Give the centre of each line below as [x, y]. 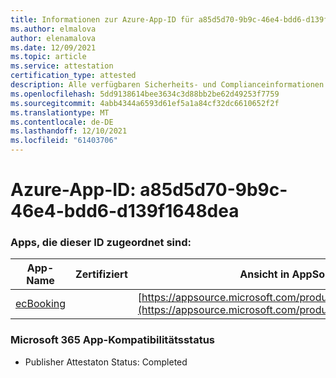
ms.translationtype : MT [60, 112]
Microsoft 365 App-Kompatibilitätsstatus [113, 340]
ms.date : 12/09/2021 [53, 47]
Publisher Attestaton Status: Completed [106, 362]
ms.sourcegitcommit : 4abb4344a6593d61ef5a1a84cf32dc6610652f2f [145, 103]
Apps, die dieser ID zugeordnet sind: [101, 243]
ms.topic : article [48, 57]
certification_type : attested [73, 76]
